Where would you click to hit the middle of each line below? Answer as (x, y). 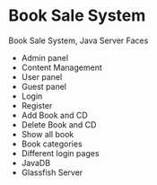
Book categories (52, 144)
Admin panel (45, 57)
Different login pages (60, 153)
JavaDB (36, 163)
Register (37, 105)
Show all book (48, 134)
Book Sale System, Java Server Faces (78, 40)
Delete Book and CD (59, 124)
